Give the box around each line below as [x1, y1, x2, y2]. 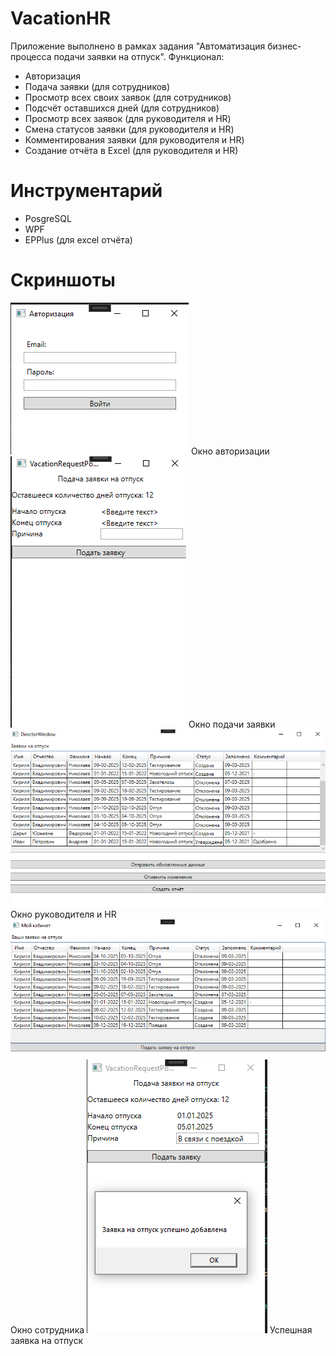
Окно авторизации [190, 445, 270, 457]
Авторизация [24, 70, 82, 82]
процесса [10, 50, 52, 62]
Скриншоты [10, 269, 116, 292]
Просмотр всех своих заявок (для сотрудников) [24, 91, 232, 103]
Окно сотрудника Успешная [10, 1323, 313, 1336]
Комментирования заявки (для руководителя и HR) [24, 133, 245, 146]
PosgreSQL [24, 212, 72, 224]
